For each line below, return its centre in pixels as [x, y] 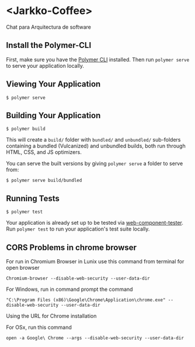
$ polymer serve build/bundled [44, 181]
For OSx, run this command [39, 327]
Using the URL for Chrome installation [51, 316]
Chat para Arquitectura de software [49, 27]
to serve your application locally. [45, 66]
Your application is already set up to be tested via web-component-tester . [95, 223]
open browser [23, 268]
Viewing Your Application [53, 84]
